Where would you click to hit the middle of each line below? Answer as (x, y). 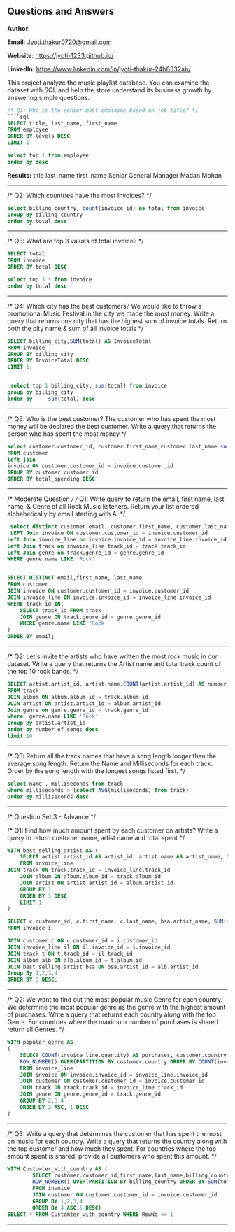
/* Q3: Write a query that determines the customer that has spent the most (114, 1133)
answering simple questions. (49, 97)
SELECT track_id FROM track (60, 610)
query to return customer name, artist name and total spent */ (96, 837)
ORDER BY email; (31, 637)
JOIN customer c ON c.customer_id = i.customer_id (83, 941)
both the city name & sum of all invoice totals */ (76, 328)
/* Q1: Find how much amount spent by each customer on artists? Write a (113, 830)
